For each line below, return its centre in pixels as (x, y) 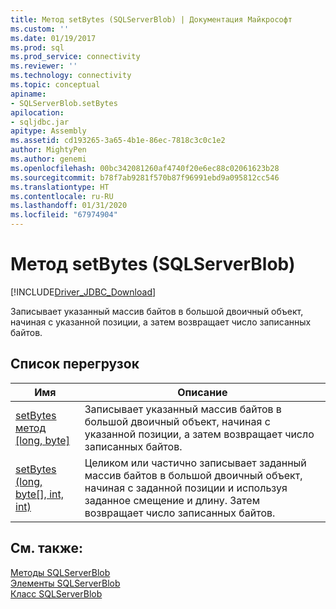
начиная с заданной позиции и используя (186, 488)
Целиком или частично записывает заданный (195, 463)
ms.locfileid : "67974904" (64, 215)
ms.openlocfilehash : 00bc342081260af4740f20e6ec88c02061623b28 (145, 168)
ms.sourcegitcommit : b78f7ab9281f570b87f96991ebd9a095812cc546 (145, 177)
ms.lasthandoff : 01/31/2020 (69, 206)
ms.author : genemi (48, 159)
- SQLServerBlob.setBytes (64, 103)
